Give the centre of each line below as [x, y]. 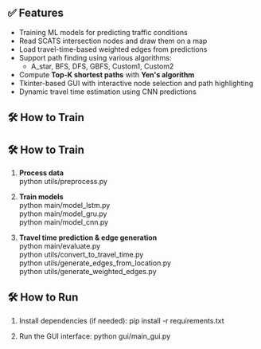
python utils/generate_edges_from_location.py [95, 263]
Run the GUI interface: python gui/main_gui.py [95, 336]
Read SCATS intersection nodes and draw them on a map [113, 41]
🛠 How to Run [43, 298]
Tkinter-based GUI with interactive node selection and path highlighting [136, 83]
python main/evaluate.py [60, 246]
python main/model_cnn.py [64, 222]
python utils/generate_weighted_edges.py [88, 272]
